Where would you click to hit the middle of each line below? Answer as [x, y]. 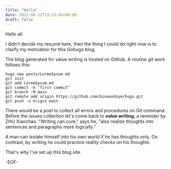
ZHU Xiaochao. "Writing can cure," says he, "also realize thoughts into [80, 121]
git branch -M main [26, 92]
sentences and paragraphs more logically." [51, 127]
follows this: [18, 65]
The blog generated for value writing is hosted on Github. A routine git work [85, 59]
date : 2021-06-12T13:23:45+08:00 [41, 15]
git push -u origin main [32, 101]
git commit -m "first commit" [38, 88]
